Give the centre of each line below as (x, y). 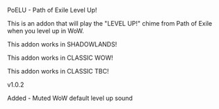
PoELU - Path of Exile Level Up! (52, 10)
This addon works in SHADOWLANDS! (62, 44)
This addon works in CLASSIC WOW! (60, 58)
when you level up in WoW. (46, 31)
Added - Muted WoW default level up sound (70, 98)
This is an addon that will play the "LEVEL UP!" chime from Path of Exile (110, 23)
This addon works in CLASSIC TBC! (58, 71)
